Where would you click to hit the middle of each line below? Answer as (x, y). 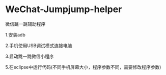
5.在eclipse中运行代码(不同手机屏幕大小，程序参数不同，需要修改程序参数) (83, 67)
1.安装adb (15, 34)
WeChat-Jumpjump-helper (64, 9)
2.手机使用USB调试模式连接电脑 (39, 45)
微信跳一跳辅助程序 (25, 24)
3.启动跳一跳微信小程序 (30, 56)
